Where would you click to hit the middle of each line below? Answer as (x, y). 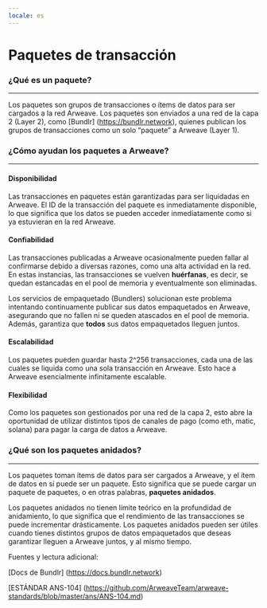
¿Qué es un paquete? (50, 80)
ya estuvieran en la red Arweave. (62, 222)
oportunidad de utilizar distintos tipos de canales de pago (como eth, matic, (132, 421)
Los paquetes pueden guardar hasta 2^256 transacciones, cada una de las (130, 360)
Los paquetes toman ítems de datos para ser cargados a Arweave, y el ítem (132, 475)
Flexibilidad (28, 394)
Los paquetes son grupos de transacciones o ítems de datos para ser (122, 105)
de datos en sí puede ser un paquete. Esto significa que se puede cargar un (132, 484)
